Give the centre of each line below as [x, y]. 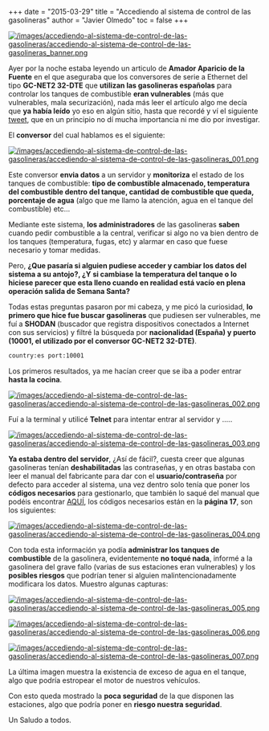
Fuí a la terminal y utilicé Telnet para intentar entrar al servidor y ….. [120, 419]
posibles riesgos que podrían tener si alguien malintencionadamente [122, 575]
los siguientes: [32, 510]
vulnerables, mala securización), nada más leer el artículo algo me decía [128, 102]
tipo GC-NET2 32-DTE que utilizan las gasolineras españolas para [120, 85]
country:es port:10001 [46, 356]
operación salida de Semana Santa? [69, 291]
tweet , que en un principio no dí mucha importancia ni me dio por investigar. [134, 119]
